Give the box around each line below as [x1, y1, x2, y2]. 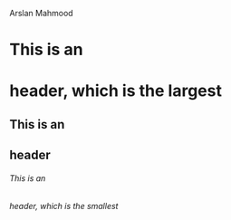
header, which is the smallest [9, 201, 119, 212]
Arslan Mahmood [9, 8, 74, 18]
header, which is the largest [9, 81, 222, 101]
